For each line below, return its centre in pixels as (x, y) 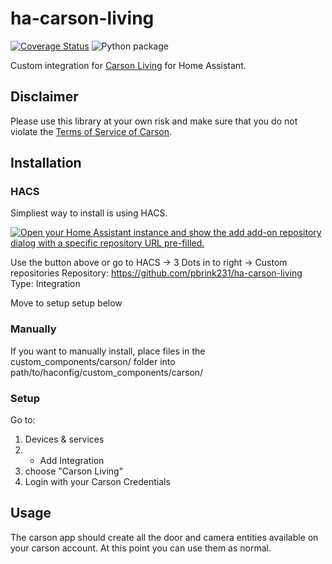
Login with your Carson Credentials (97, 482)
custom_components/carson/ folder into (93, 361)
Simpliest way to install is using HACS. (89, 213)
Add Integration (72, 461)
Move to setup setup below (66, 303)
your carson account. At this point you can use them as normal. (141, 548)
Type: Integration (45, 284)
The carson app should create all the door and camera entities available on (164, 537)
